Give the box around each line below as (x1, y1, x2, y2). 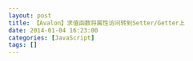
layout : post (8, 11, 52, 20)
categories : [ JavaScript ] (8, 33, 94, 42)
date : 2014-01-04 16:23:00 (8, 26, 99, 34)
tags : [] (8, 41, 38, 49)
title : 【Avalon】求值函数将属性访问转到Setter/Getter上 (8, 19, 186, 27)
